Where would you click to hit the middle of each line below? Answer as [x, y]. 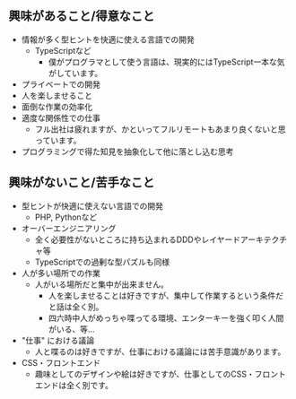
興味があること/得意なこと [82, 16]
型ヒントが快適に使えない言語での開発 [92, 205]
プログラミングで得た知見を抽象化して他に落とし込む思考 [127, 152]
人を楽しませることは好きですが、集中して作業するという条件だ [166, 295]
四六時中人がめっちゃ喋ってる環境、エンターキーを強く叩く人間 [166, 317]
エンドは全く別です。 [74, 385]
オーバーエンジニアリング [69, 228]
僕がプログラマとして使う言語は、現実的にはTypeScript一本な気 [166, 62]
